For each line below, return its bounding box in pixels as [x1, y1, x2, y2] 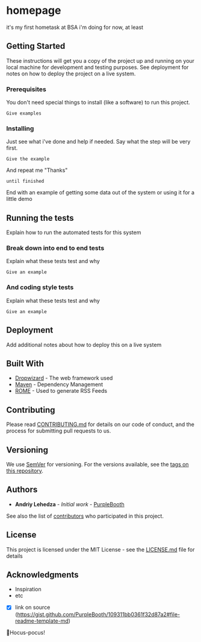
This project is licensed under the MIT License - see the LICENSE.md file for [6, 545, 195, 553]
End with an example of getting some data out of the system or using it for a [6, 189, 194, 196]
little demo [6, 195, 32, 203]
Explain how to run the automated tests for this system [6, 229, 141, 236]
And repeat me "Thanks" [6, 167, 68, 174]
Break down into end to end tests [6, 244, 105, 252]
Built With [6, 358, 44, 369]
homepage [6, 4, 61, 17]
